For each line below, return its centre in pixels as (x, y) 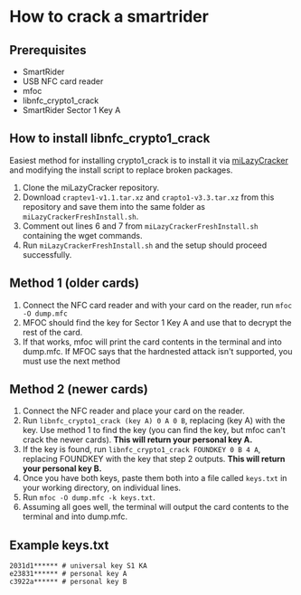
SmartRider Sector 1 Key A (71, 110)
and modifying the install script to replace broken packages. (121, 170)
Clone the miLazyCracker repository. (91, 187)
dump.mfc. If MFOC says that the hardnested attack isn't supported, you (157, 351)
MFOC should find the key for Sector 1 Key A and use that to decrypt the (157, 322)
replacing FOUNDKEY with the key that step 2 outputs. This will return (154, 459)
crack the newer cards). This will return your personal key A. (137, 439)
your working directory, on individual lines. (102, 488)
